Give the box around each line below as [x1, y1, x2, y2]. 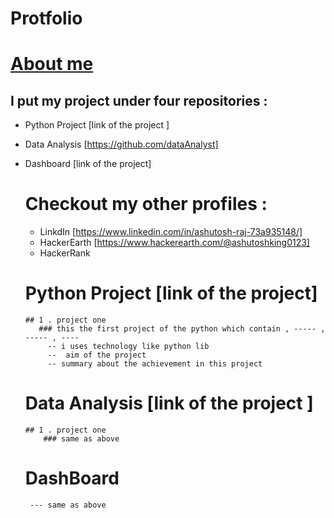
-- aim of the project [47, 350, 147, 361]
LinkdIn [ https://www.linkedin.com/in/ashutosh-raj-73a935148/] [39, 226, 303, 238]
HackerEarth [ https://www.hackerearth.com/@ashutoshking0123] [39, 237, 310, 249]
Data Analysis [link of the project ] [24, 392, 314, 415]
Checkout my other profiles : [24, 193, 268, 216]
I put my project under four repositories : [10, 92, 268, 109]
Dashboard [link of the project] [24, 158, 152, 170]
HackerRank [39, 247, 91, 259]
